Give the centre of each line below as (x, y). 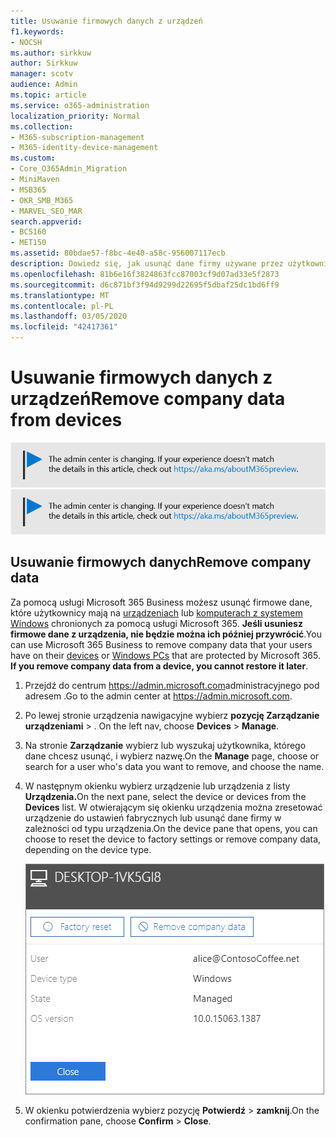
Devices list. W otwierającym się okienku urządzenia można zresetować (173, 807)
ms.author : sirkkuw (51, 53)
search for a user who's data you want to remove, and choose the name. (174, 766)
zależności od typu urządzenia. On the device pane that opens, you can (171, 828)
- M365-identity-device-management (84, 148)
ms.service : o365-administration (80, 105)
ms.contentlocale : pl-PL (62, 306)
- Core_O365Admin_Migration (69, 169)
